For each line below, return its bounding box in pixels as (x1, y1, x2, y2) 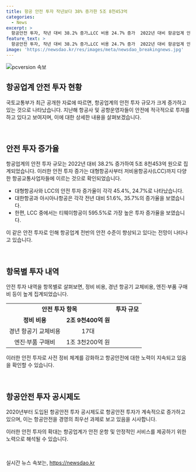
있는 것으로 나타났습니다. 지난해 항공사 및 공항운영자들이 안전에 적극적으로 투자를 (6, 106, 190, 113)
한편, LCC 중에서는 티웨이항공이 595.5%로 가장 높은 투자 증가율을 (14, 209, 165, 217)
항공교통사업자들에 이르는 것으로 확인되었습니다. (12, 175, 122, 182)
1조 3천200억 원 (66, 338, 110, 346)
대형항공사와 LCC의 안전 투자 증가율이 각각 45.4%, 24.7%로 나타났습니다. (14, 187, 184, 194)
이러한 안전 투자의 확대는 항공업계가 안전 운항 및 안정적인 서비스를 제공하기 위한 (6, 428, 187, 435)
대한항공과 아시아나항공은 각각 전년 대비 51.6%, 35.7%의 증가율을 (14, 194, 164, 202)
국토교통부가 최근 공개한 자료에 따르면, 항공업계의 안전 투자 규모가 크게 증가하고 (6, 99, 187, 106)
